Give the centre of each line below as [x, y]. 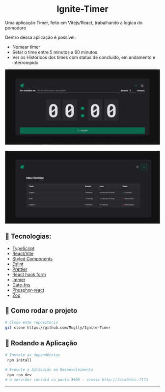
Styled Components [32, 258]
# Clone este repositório [31, 323]
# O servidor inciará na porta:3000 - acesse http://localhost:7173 [77, 380]
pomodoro [16, 28]
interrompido [25, 62]
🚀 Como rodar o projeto [41, 310]
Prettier [20, 269]
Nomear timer [26, 47]
